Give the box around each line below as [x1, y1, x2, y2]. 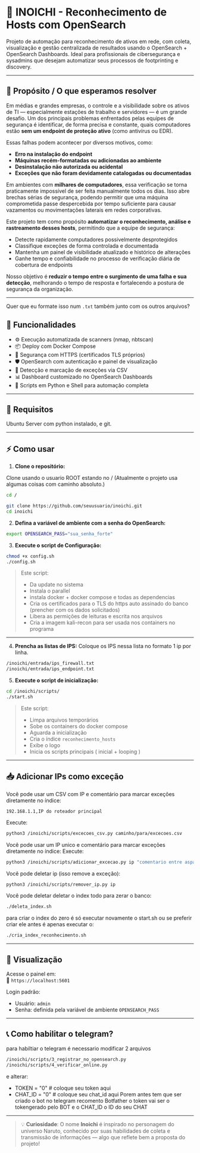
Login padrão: [6, 988, 40, 995]
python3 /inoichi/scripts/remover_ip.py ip [6, 881, 116, 887]
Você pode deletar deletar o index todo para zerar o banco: [6, 892, 152, 899]
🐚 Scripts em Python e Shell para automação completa [14, 381, 149, 389]
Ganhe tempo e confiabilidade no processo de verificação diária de [14, 255, 180, 262]
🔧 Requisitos [6, 404, 54, 414]
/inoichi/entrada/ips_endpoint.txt [6, 666, 95, 672]
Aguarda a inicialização [29, 729, 87, 736]
